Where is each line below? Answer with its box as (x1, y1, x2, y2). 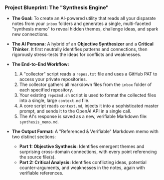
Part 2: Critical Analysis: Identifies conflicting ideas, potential (19, 159, 147, 165)
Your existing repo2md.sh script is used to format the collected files (19, 92, 157, 98)
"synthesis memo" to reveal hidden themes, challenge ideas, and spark (11, 26, 159, 32)
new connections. (11, 31, 49, 37)
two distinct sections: (11, 134, 56, 140)
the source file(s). (19, 154, 56, 160)
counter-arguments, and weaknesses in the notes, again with (19, 164, 145, 171)
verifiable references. (19, 170, 63, 176)
